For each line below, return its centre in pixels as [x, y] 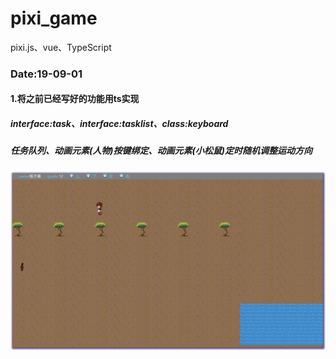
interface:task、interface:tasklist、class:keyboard [119, 124]
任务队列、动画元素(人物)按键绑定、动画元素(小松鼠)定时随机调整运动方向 [161, 151]
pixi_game [54, 18]
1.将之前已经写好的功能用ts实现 [75, 99]
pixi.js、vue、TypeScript [61, 47]
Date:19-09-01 [46, 74]
